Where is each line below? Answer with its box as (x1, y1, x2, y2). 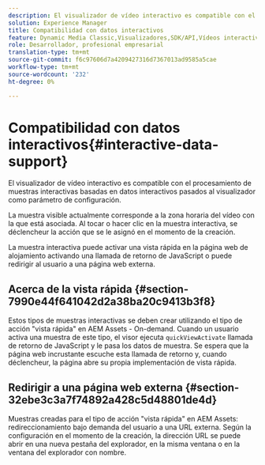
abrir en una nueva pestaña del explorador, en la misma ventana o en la (8, 440, 241, 449)
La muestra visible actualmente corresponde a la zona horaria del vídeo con (8, 210, 255, 220)
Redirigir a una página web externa (8, 380, 183, 394)
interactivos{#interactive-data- (8, 135, 219, 153)
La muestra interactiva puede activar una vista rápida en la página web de (8, 243, 248, 252)
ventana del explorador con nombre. (8, 448, 127, 457)
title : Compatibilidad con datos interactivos (8, 26, 164, 34)
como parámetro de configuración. (8, 195, 122, 205)
